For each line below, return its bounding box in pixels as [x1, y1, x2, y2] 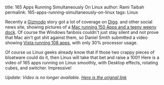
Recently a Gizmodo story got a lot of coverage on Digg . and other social [5, 19, 153, 25]
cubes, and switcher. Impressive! [5, 65, 72, 71]
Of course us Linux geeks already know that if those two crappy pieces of [5, 49, 155, 55]
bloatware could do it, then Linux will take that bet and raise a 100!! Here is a [5, 55, 160, 60]
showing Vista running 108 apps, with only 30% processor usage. [5, 40, 138, 46]
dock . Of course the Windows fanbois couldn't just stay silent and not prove [5, 29, 159, 35]
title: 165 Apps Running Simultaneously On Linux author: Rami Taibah [5, 4, 145, 10]
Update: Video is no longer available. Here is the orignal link [5, 75, 127, 80]
